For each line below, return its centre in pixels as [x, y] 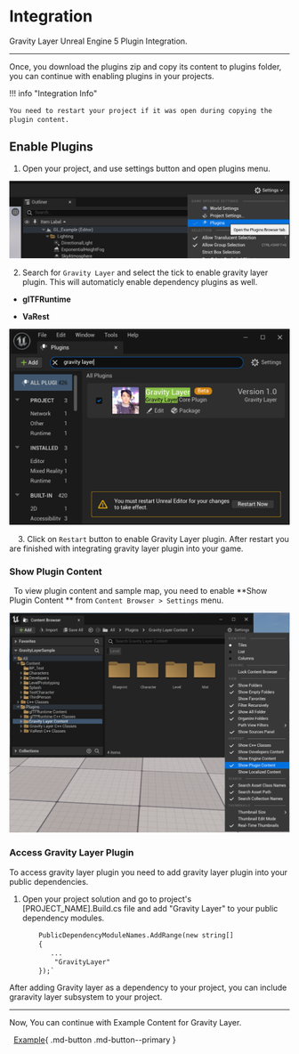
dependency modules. [63, 918]
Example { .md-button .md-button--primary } [94, 1040]
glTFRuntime [46, 299]
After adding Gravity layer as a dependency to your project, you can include [148, 987]
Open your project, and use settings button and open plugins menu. [146, 168]
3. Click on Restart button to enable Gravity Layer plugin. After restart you [153, 539]
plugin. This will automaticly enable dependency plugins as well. [140, 282]
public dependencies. [49, 881]
